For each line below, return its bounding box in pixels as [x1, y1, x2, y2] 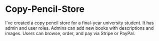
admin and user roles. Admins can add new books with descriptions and [5, 25, 154, 31]
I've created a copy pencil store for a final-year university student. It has [5, 20, 154, 26]
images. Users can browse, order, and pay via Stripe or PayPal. [5, 30, 135, 36]
